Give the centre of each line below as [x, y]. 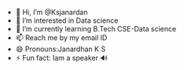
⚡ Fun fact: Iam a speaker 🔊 [62, 58]
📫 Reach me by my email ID [61, 38]
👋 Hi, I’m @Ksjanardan [52, 12]
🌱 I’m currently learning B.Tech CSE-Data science [96, 29]
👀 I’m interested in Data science [67, 20]
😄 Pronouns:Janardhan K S [61, 49]
